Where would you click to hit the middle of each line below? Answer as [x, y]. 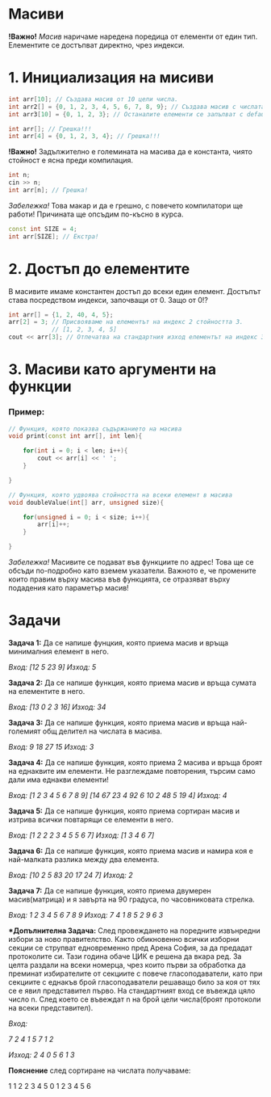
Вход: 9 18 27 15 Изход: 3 [51, 746]
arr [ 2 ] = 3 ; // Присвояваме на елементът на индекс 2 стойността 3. [126, 322]
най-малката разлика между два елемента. [84, 859]
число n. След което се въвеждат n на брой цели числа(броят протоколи [135, 999]
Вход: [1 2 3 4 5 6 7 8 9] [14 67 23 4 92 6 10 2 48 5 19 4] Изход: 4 [118, 795]
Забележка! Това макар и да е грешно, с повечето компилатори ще [126, 205]
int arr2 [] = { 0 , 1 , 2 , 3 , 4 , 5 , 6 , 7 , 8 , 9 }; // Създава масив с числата [137, 107]
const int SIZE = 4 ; [43, 229]
